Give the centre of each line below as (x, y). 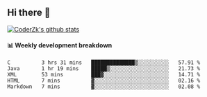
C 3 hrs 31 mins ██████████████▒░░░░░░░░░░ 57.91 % (104, 63)
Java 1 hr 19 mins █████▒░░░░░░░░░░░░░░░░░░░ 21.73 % (104, 69)
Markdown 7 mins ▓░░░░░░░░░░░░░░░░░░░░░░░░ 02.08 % (104, 87)
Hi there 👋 (29, 13)
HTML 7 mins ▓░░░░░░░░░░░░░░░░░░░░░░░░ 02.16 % (104, 81)
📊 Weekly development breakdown (60, 45)
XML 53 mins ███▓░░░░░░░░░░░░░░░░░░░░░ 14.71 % (104, 75)
